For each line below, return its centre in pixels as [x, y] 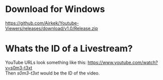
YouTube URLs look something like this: [46, 62]
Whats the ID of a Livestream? [69, 49]
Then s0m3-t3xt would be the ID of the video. [53, 73]
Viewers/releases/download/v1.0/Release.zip [52, 28]
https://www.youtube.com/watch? [123, 62]
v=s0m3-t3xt [19, 67]
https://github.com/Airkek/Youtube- [42, 23]
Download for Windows [55, 9]
